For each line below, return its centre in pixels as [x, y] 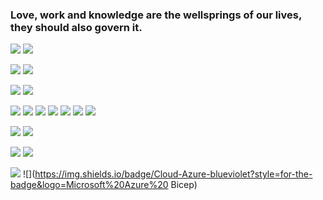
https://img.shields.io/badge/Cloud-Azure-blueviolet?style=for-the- [173, 174]
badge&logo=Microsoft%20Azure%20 [89, 185]
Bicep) [184, 185]
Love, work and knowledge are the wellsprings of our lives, [156, 15]
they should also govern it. [76, 27]
